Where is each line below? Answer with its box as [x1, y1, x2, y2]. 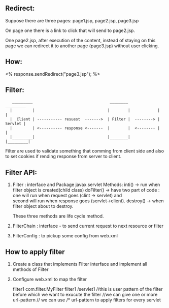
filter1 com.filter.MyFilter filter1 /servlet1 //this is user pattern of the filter [12, 286, 163, 292]
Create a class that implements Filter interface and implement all [12, 261, 148, 267]
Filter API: [5, 168, 37, 177]
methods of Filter [12, 266, 49, 272]
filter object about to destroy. [12, 203, 74, 209]
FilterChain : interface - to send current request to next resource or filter [12, 223, 164, 229]
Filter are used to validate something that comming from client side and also [5, 148, 164, 154]
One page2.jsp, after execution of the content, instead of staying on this [5, 37, 156, 43]
